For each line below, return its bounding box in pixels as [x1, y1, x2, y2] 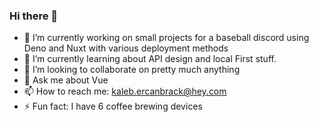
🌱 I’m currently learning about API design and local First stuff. [23, 53, 277, 65]
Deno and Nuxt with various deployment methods [23, 42, 229, 54]
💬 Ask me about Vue [23, 74, 109, 86]
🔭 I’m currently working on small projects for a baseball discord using [23, 32, 310, 44]
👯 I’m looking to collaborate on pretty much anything [23, 64, 241, 76]
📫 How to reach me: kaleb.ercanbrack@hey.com [23, 85, 227, 98]
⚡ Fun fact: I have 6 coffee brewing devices [23, 100, 203, 113]
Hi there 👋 [9, 9, 59, 23]
